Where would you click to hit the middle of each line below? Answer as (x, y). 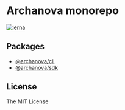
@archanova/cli (35, 61)
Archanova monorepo (62, 11)
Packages (25, 46)
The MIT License (27, 101)
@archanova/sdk (37, 67)
